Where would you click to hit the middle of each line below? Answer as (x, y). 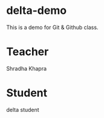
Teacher (28, 52)
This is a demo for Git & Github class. (52, 27)
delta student (23, 110)
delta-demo (37, 11)
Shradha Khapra (27, 68)
